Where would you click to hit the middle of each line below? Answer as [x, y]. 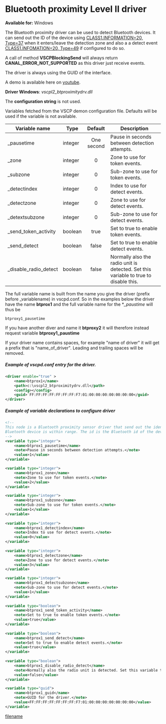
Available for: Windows [29, 23]
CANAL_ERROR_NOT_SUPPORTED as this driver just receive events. [75, 63]
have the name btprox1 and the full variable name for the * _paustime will [79, 304]
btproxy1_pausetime [25, 318]
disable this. [124, 282]
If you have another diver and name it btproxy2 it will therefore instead [77, 328]
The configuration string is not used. [43, 101]
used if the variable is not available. [41, 116]
